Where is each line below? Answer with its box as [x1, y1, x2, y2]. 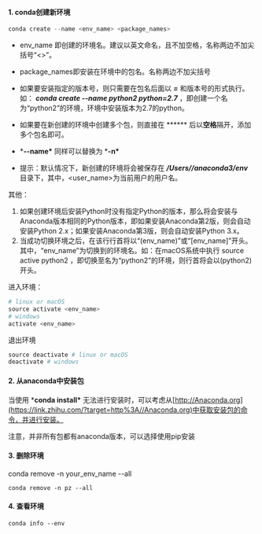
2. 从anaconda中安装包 [8, 376, 84, 385]
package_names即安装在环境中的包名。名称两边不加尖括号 [19, 67, 211, 76]
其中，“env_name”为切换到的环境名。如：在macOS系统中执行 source [19, 246, 245, 256]
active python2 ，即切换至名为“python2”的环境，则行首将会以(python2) [19, 256, 253, 265]
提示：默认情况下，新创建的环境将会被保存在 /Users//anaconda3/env [19, 164, 249, 173]
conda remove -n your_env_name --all [8, 469, 132, 478]
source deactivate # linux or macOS [8, 351, 128, 359]
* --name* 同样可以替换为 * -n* [19, 146, 120, 157]
